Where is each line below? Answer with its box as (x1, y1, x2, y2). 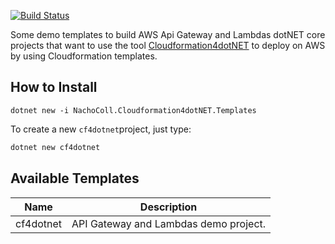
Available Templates (10, 170, 140, 187)
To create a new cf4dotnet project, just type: (10, 123, 192, 135)
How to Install (10, 79, 98, 96)
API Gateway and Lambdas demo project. (71, 216, 267, 230)
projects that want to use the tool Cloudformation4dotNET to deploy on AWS (10, 40, 326, 51)
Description (139, 200, 198, 214)
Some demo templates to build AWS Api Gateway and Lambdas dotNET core (10, 29, 326, 40)
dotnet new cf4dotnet (10, 142, 101, 152)
